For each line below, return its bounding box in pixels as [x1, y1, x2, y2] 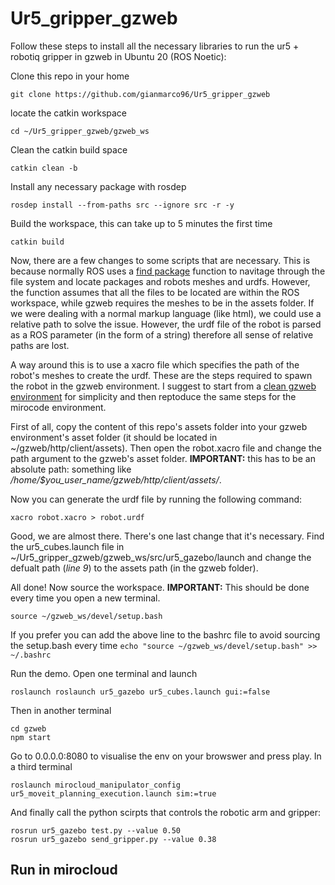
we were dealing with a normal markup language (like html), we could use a [10, 307, 322, 319]
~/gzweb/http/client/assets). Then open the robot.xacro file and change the [10, 442, 322, 454]
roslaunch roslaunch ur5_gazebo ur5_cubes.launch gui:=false [10, 687, 271, 697]
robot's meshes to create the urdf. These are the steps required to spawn [10, 369, 313, 381]
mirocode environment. [10, 401, 107, 413]
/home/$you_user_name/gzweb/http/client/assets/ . [10, 473, 222, 486]
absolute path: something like [10, 463, 132, 475]
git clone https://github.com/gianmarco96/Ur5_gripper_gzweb [10, 89, 271, 99]
